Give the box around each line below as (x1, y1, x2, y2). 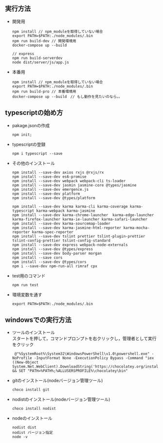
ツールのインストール (12, 330, 55, 335)
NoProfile (12, 356, 33, 361)
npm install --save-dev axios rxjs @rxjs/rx (12, 170, 104, 175)
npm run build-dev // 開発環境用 (12, 38, 76, 43)
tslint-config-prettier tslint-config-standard (12, 238, 110, 243)
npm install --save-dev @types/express (12, 246, 93, 252)
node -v (12, 435, 28, 440)
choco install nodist (12, 406, 56, 411)
